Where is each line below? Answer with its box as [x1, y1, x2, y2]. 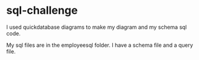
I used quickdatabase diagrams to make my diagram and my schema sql [6, 23, 187, 31]
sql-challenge [6, 4, 78, 17]
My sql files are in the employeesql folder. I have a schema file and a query [6, 41, 194, 49]
